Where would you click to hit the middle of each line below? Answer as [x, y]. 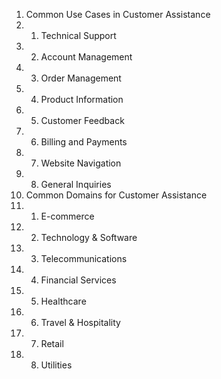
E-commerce [67, 216]
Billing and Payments [84, 142]
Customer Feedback [82, 120]
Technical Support [78, 35]
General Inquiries [76, 184]
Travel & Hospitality [80, 322]
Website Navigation [81, 163]
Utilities [56, 365]
